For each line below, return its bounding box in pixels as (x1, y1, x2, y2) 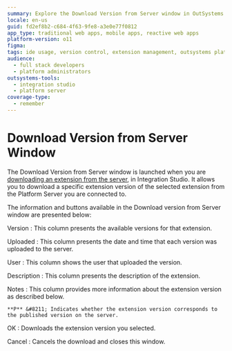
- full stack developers (13, 62, 85, 69)
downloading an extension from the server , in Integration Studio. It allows (7, 174, 215, 183)
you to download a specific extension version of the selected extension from (7, 182, 225, 190)
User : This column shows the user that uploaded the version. (7, 258, 182, 267)
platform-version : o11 (7, 36, 72, 43)
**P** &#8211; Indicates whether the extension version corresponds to (7, 305, 217, 312)
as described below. (7, 292, 65, 300)
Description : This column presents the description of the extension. (7, 271, 201, 280)
